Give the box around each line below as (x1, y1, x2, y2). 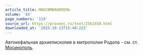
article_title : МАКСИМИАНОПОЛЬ (5, 7, 70, 12)
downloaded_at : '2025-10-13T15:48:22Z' (5, 26, 88, 31)
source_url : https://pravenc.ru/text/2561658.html (5, 21, 113, 26)
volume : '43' (5, 12, 32, 17)
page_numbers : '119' (5, 16, 48, 21)
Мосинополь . (5, 45, 34, 51)
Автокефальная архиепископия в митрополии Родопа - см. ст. (5, 39, 139, 45)
